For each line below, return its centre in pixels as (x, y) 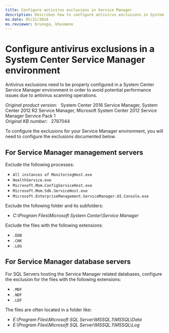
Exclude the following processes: (40, 164)
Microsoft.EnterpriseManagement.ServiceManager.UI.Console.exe (81, 196)
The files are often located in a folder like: (49, 310)
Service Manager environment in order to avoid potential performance (78, 90)
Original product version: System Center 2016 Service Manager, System (81, 105)
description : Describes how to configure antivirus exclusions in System (85, 15)
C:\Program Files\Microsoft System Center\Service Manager (76, 215)
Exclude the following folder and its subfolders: (54, 206)
